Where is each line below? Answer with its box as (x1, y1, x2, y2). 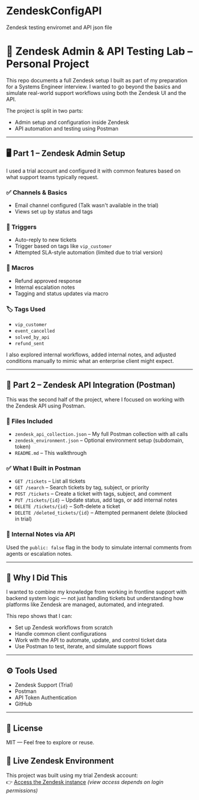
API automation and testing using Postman (14, 125, 118, 132)
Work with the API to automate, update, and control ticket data (14, 636, 167, 644)
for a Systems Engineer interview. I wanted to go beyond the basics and (6, 83, 182, 90)
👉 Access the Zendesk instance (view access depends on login (6, 778, 164, 785)
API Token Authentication (14, 694, 77, 701)
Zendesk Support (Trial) (14, 681, 73, 689)
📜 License (6, 723, 43, 733)
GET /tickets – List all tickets (14, 477, 86, 485)
